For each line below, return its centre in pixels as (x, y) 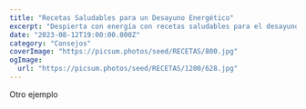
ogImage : (26, 60)
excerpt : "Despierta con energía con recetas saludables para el (136, 26)
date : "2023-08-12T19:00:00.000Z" (75, 35)
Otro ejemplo (34, 94)
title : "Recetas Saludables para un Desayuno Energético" (122, 18)
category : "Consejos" (51, 43)
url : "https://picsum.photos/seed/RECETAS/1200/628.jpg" (128, 69)
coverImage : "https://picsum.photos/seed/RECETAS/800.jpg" (124, 52)
